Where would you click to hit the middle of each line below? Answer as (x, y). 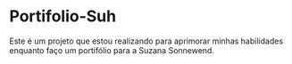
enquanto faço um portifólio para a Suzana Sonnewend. (112, 50)
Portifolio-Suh (63, 16)
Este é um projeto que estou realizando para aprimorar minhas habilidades (146, 41)
